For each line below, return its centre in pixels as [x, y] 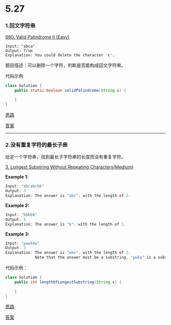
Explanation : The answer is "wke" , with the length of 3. [68, 253]
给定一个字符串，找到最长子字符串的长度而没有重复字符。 [65, 157]
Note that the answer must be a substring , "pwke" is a [95, 257]
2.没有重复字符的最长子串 [36, 144]
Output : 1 [16, 219]
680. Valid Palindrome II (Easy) [37, 37]
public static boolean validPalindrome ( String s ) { [70, 91]
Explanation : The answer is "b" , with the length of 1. [66, 224]
